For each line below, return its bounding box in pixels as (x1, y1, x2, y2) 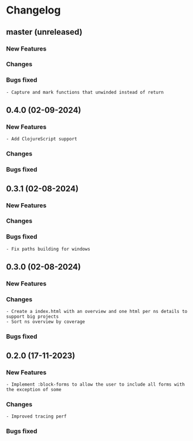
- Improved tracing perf (6, 413, 67, 420)
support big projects (6, 314, 59, 320)
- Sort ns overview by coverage (6, 319, 85, 325)
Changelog (6, 4, 61, 17)
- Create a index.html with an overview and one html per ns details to (6, 309, 188, 315)
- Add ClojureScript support (6, 136, 77, 142)
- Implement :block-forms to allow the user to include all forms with (6, 382, 185, 388)
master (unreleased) (6, 27, 83, 37)
